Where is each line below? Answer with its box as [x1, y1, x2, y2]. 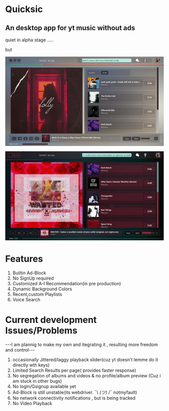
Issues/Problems [5, 325, 78, 337]
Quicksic [5, 4, 43, 15]
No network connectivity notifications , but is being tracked [12, 395, 136, 401]
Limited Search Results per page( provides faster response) [12, 367, 136, 373]
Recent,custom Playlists [12, 291, 62, 297]
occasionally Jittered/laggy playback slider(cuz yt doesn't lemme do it [12, 356, 158, 363]
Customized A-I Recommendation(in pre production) [12, 280, 122, 286]
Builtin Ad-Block [12, 270, 46, 276]
